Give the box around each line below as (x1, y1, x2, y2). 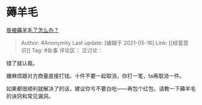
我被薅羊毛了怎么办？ (6, 26, 59, 34)
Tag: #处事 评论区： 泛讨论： (31, 46, 103, 54)
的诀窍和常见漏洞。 (6, 92, 54, 100)
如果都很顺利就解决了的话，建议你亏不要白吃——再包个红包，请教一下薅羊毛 (6, 85, 196, 92)
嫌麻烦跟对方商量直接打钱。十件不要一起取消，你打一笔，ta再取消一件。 (6, 72, 185, 79)
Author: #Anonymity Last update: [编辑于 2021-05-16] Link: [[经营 (20, 39, 183, 46)
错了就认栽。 (6, 59, 38, 67)
